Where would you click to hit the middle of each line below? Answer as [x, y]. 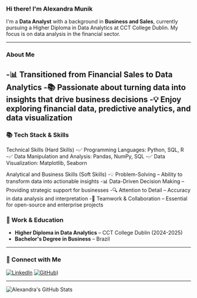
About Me [21, 55]
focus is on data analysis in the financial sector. [63, 34]
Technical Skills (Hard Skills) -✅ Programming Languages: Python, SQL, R [95, 150]
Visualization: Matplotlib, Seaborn [47, 162]
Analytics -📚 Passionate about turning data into [96, 87]
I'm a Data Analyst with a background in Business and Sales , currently [92, 22]
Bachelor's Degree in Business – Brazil [62, 239]
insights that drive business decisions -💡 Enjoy [94, 99]
